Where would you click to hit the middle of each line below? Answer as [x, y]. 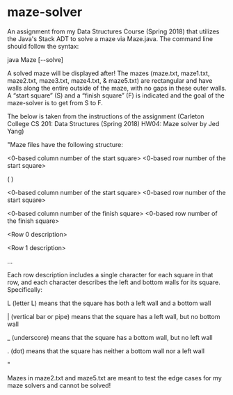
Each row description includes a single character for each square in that [110, 274]
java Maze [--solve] [35, 59]
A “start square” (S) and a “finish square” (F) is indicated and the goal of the [116, 95]
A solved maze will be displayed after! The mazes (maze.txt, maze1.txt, [109, 73]
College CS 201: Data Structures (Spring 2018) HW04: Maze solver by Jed [113, 123]
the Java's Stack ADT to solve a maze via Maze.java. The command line [110, 38]
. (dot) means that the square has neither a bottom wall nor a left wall [106, 351]
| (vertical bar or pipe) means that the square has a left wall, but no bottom [114, 316]
